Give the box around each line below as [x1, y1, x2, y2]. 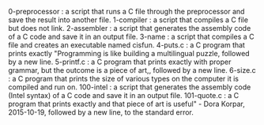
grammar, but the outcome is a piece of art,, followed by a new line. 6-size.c [8, 66, 257, 74]
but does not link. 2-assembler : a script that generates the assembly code [8, 24, 251, 32]
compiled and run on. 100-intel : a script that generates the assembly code [8, 82, 251, 92]
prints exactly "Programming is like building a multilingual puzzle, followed [8, 49, 251, 58]
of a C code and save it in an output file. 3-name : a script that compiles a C [8, 32, 255, 41]
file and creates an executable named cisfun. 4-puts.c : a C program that [8, 40, 245, 50]
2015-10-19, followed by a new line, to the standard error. [8, 108, 194, 117]
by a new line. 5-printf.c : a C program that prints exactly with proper [8, 57, 232, 66]
